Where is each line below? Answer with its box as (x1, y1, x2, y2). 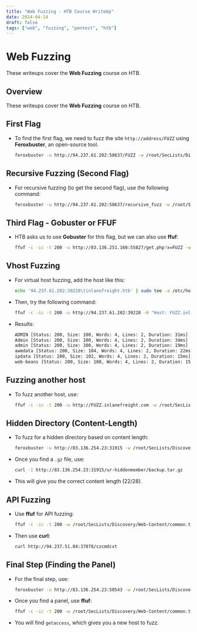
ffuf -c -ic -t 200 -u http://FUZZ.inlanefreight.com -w (14, 402, 157, 408)
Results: (14, 320, 34, 327)
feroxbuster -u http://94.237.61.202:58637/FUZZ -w (14, 152, 144, 158)
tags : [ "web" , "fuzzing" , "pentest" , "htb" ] (6, 25, 117, 31)
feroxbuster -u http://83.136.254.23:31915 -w (14, 445, 131, 451)
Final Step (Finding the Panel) (6, 560, 116, 570)
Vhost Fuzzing (6, 261, 60, 271)
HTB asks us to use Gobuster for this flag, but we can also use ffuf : (14, 233, 179, 240)
